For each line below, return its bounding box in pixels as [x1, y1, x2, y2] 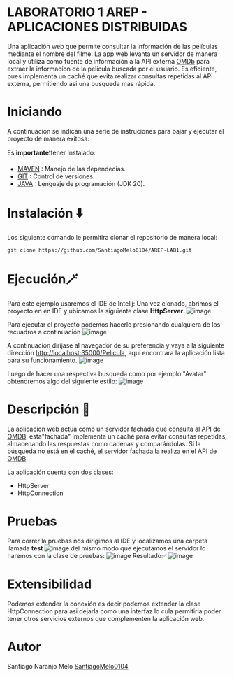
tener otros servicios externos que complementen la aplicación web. [7, 614, 205, 622]
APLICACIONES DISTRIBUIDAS [7, 19, 187, 35]
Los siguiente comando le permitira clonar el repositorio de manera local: [7, 233, 218, 241]
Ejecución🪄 [7, 271, 78, 287]
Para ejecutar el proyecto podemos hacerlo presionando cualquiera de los [7, 320, 221, 329]
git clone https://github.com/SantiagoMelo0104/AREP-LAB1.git [7, 246, 192, 254]
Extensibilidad [7, 576, 92, 592]
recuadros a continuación [7, 327, 81, 336]
